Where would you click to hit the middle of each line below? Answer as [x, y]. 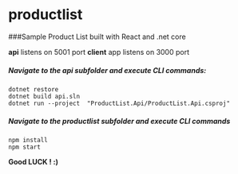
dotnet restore [34, 89]
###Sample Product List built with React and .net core [97, 37]
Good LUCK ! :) [33, 161]
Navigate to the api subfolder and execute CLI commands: [107, 70]
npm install [28, 140]
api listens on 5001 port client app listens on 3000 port [99, 52]
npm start [25, 147]
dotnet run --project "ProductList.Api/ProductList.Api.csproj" [119, 103]
